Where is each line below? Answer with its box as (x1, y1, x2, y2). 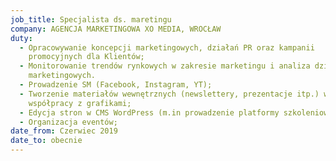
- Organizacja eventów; (19, 117, 118, 127)
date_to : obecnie (10, 136, 83, 146)
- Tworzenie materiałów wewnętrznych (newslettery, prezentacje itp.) (19, 89, 320, 99)
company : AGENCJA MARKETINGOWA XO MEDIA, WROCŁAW (10, 24, 222, 34)
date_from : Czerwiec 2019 (10, 126, 118, 136)
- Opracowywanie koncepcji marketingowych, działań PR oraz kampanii (19, 42, 315, 53)
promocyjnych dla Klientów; (28, 52, 145, 62)
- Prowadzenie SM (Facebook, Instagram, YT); (19, 80, 213, 90)
